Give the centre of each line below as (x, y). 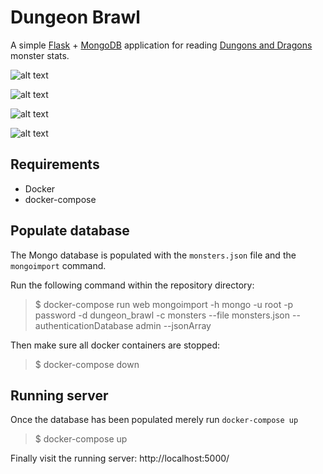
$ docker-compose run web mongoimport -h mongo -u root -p (164, 304)
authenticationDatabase (84, 325)
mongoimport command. (58, 265)
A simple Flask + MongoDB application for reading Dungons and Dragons (161, 45)
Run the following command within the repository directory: (132, 285)
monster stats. (40, 55)
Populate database (70, 231)
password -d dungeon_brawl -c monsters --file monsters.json (162, 315)
